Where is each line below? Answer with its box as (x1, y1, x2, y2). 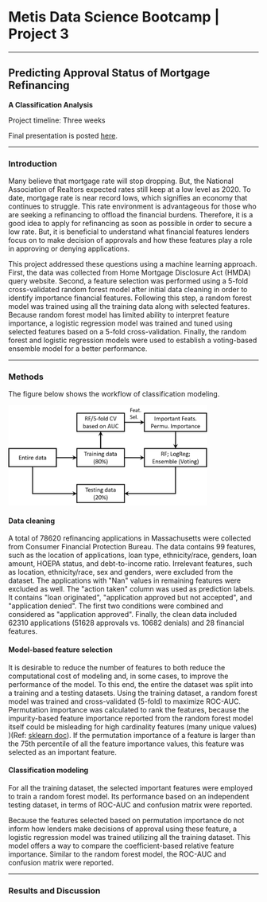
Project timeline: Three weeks (8, 115, 106, 125)
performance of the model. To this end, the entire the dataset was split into (8, 679, 253, 689)
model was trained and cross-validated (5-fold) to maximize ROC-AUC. (8, 697, 241, 706)
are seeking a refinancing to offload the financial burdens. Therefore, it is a (8, 210, 253, 220)
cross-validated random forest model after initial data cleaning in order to (8, 285, 248, 295)
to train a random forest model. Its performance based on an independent (8, 791, 250, 801)
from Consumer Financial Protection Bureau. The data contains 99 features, (8, 542, 257, 552)
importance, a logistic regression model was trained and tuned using (8, 318, 233, 328)
